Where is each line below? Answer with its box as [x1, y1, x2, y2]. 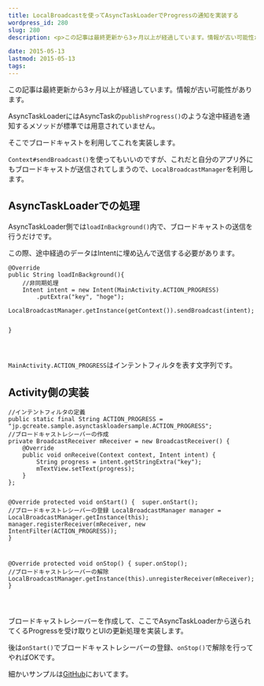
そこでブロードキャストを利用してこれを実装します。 [8, 138, 180, 147]
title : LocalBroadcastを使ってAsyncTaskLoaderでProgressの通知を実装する [8, 11, 239, 20]
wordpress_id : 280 [8, 19, 68, 27]
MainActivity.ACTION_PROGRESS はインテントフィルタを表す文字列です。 [8, 361, 237, 370]
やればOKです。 [8, 652, 59, 662]
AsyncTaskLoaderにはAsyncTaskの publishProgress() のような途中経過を [8, 111, 244, 120]
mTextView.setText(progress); [36, 465, 135, 473]
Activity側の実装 [8, 386, 90, 399]
